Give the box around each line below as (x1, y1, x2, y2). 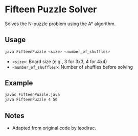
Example (5, 79, 33, 88)
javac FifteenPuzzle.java (5, 92, 60, 98)
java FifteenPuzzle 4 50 (5, 97, 58, 102)
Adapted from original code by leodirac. (12, 125, 97, 131)
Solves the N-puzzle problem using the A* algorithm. (5, 21, 116, 27)
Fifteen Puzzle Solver (5, 4, 97, 15)
